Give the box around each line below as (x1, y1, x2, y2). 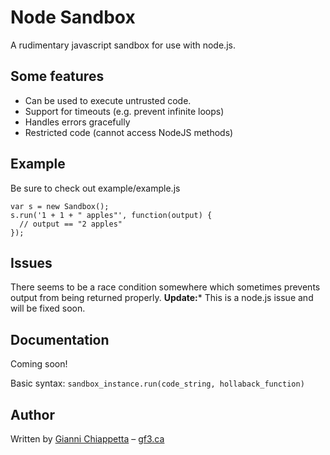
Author (10, 406, 55, 423)
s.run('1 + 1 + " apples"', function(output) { (10, 210, 213, 220)
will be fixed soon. (10, 302, 86, 315)
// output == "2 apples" (19, 219, 123, 229)
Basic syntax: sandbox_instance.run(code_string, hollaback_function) (10, 377, 305, 390)
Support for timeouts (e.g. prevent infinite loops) (24, 105, 225, 117)
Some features (10, 68, 105, 85)
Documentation (10, 331, 110, 348)
